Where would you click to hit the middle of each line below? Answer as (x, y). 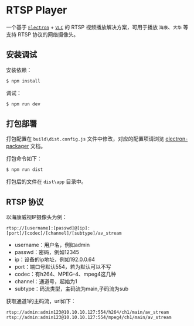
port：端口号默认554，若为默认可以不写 (63, 267)
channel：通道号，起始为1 (46, 281)
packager (18, 146)
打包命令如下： (24, 159)
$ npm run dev (23, 104)
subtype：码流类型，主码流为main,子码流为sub (72, 289)
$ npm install (23, 81)
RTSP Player (37, 10)
